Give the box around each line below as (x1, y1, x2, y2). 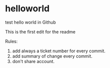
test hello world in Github (5, 19, 56, 25)
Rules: (5, 38, 18, 44)
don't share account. (12, 58, 55, 64)
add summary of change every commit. (12, 53, 93, 59)
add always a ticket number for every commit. (12, 48, 106, 54)
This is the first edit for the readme (5, 29, 75, 34)
